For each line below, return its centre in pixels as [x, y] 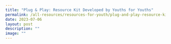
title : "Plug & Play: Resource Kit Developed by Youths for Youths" [79, 10]
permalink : [17, 15]
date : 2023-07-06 [24, 19]
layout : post [19, 24]
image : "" [16, 33]
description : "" [22, 29]
